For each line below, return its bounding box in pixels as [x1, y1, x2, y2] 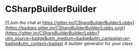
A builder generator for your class [64, 40, 133, 46]
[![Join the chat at [5, 20, 41, 25]
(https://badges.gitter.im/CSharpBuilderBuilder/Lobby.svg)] [5, 25, 126, 30]
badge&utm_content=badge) [5, 40, 64, 46]
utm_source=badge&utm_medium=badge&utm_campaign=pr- [5, 35, 131, 41]
